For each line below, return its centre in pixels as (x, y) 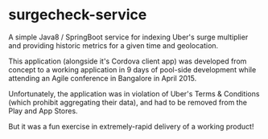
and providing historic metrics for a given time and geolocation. (113, 45)
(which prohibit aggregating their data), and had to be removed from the (128, 102)
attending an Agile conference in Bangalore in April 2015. (103, 78)
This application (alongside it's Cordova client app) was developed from (128, 61)
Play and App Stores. (43, 111)
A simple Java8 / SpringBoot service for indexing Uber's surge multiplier (128, 37)
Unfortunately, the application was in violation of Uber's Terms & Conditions (134, 93)
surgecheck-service (78, 15)
